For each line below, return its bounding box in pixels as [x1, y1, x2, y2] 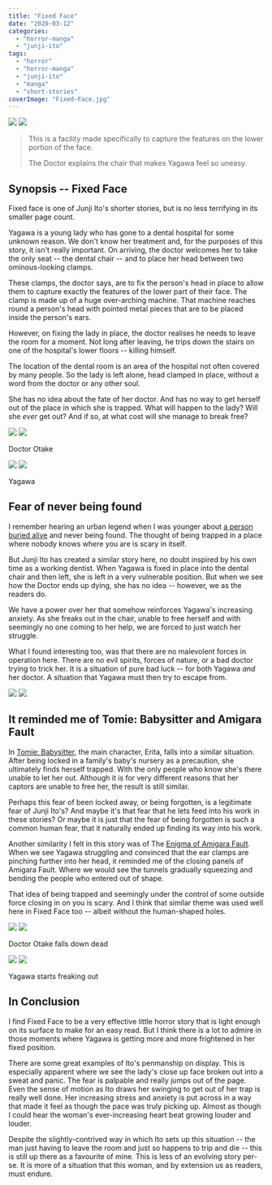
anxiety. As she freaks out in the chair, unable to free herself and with [8, 613, 241, 623]
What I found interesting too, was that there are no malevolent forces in [8, 647, 246, 656]
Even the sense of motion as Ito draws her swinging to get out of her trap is [8, 1083, 261, 1093]
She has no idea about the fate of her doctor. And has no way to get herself [8, 395, 261, 404]
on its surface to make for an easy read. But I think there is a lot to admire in [8, 1025, 262, 1035]
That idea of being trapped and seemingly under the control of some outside [8, 889, 265, 898]
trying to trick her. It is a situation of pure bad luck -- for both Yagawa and [8, 664, 256, 673]
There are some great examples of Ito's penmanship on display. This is [8, 1057, 245, 1068]
